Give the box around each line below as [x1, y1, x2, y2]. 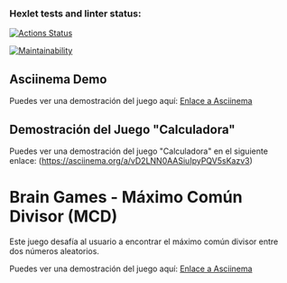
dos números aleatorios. [9, 245, 99, 256]
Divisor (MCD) [9, 206, 118, 227]
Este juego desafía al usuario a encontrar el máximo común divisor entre [9, 236, 279, 247]
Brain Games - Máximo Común [9, 187, 243, 208]
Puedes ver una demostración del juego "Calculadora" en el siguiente [9, 146, 269, 156]
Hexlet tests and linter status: [9, 7, 142, 20]
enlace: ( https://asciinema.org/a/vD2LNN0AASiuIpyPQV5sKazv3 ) [9, 155, 253, 165]
